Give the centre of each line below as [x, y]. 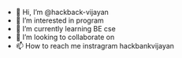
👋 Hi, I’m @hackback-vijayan [62, 12]
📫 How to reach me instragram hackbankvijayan [95, 46]
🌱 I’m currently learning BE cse [65, 29]
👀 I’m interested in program [59, 20]
